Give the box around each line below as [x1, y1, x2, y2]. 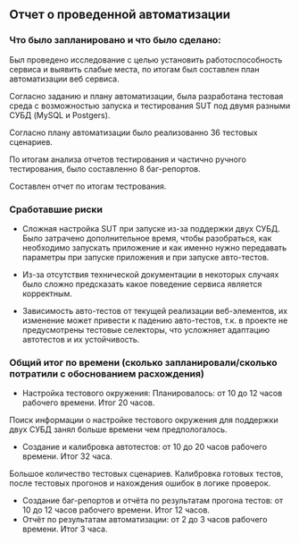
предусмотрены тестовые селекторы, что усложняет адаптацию [21, 324, 270, 335]
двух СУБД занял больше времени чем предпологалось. [9, 424, 228, 435]
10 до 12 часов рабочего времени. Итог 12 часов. [21, 505, 210, 515]
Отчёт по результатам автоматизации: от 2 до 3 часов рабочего [21, 514, 268, 525]
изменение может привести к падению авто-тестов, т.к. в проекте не [21, 315, 288, 326]
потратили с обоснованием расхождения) [9, 367, 205, 379]
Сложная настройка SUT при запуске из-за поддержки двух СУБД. [21, 223, 280, 233]
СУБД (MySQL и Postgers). [9, 109, 111, 120]
